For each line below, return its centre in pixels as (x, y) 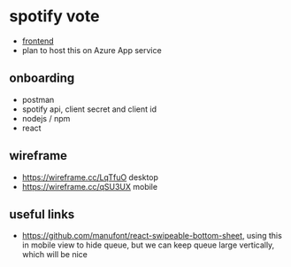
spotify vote (54, 16)
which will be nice (55, 255)
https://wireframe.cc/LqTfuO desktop (90, 177)
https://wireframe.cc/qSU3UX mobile (89, 186)
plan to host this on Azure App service (92, 50)
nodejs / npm (46, 118)
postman (38, 99)
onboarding (42, 79)
